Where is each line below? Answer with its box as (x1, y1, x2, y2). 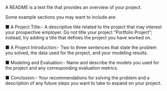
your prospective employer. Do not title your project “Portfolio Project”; (5, 29, 153, 35)
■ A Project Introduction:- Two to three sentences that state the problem (5, 44, 157, 50)
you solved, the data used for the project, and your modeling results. (5, 50, 148, 56)
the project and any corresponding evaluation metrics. (5, 65, 118, 71)
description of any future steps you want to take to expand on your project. (5, 80, 162, 86)
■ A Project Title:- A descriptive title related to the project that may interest (5, 24, 162, 30)
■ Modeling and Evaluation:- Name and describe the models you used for (5, 60, 159, 65)
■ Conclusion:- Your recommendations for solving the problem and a (5, 75, 150, 80)
